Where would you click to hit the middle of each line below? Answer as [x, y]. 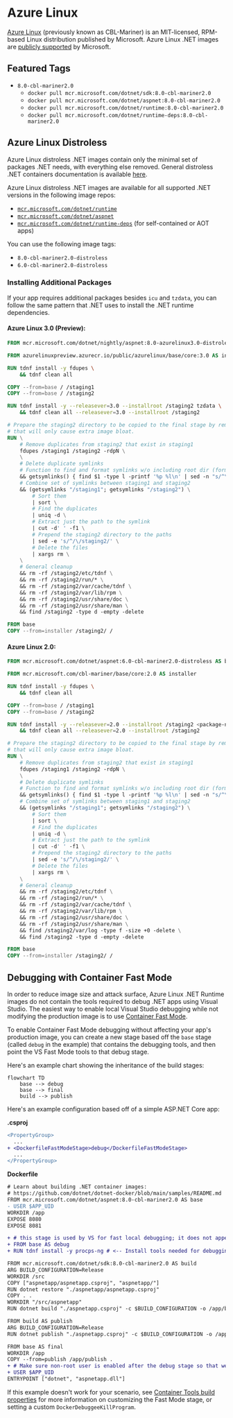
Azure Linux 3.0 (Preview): [46, 328]
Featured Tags [39, 68]
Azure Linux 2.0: [32, 647]
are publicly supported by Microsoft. [59, 46]
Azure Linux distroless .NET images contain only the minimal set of [103, 159]
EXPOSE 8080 [24, 1219]
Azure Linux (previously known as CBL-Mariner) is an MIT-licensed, [104, 32]
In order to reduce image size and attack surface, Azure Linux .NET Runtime [116, 994]
